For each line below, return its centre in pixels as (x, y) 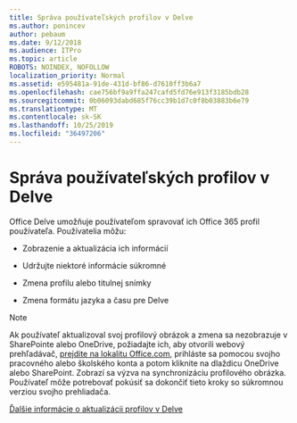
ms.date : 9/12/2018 (45, 42)
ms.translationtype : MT (54, 109)
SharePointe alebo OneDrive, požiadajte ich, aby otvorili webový (127, 344)
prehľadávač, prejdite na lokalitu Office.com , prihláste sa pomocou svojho (145, 353)
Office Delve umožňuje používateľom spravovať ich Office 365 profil (135, 221)
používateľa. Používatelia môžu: (68, 231)
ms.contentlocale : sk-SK (55, 117)
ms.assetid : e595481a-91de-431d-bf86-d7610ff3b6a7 (105, 84)
